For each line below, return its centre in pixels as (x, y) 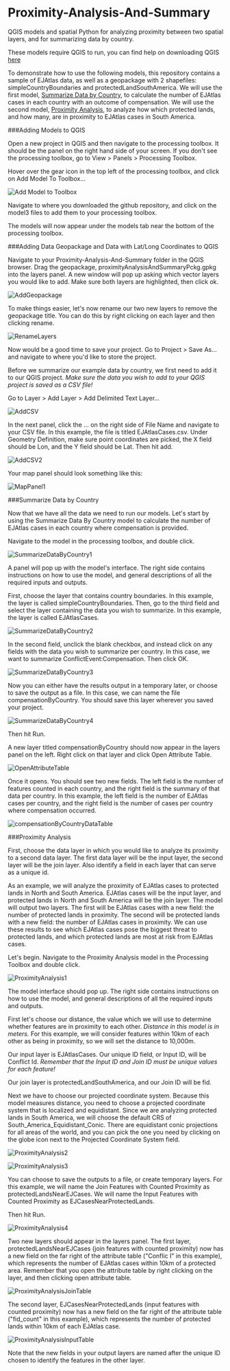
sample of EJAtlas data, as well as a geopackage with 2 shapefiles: (102, 80)
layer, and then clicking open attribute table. (70, 1278)
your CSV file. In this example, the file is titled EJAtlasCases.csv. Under (108, 432)
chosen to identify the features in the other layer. (77, 1360)
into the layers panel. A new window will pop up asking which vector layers (114, 274)
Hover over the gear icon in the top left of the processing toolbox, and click (114, 171)
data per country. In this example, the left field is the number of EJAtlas (108, 796)
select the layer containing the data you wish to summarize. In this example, (115, 610)
